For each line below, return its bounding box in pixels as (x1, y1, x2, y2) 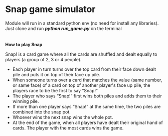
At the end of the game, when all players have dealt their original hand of (12, 119, 163, 125)
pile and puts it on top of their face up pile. (12, 71, 100, 77)
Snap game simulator (5, 4, 96, 15)
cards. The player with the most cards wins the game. (12, 124, 124, 131)
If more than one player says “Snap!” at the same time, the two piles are (12, 103, 161, 109)
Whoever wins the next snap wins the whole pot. (12, 114, 113, 120)
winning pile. (12, 98, 39, 104)
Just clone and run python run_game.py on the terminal (5, 25, 122, 31)
